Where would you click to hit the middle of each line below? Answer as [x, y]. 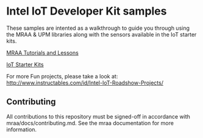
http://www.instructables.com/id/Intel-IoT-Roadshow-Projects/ [85, 83]
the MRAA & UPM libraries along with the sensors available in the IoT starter [101, 34]
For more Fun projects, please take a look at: [62, 76]
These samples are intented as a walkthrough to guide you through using [98, 28]
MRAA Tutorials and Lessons [43, 52]
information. [22, 129]
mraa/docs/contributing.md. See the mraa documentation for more [90, 123]
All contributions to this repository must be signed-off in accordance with [98, 116]
